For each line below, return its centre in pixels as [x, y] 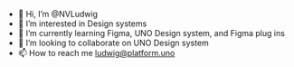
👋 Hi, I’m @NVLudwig [57, 14]
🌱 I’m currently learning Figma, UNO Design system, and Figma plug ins [151, 33]
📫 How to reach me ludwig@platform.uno [96, 53]
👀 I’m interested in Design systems [82, 24]
